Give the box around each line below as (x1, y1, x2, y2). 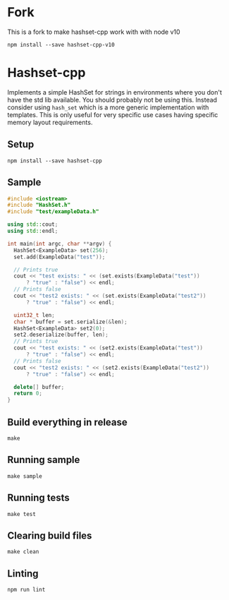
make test (7, 510, 37, 517)
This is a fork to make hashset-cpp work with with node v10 (7, 28, 181, 36)
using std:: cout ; (7, 221, 58, 228)
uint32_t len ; (13, 311, 55, 318)
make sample (7, 472, 42, 480)
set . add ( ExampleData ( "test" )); (13, 253, 106, 260)
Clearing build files (7, 529, 92, 541)
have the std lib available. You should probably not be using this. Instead (7, 95, 217, 104)
